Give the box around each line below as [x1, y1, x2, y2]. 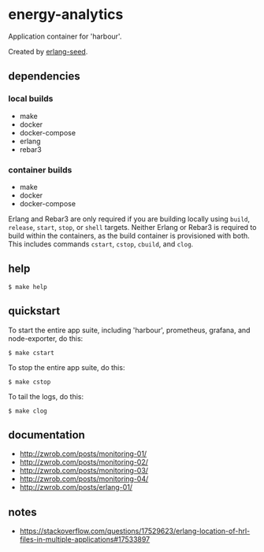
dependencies [8, 69, 80, 83]
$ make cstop [8, 378, 51, 386]
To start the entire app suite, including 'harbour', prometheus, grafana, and [8, 325, 251, 335]
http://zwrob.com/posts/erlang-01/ [19, 483, 132, 492]
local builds [8, 93, 54, 104]
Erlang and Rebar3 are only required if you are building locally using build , [8, 214, 251, 224]
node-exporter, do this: [8, 333, 84, 343]
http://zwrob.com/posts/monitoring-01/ [19, 449, 147, 458]
